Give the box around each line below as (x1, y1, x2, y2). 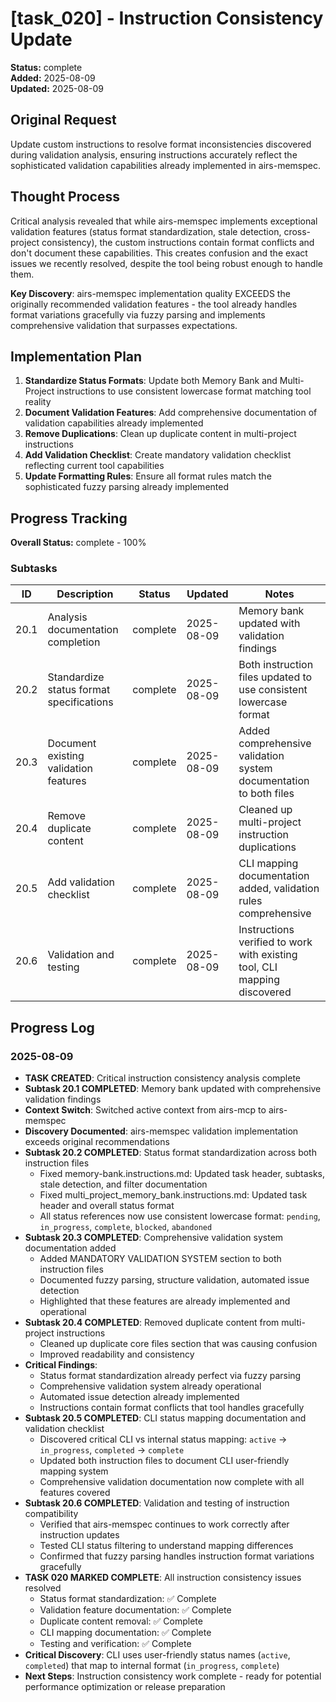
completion (47, 635, 101, 649)
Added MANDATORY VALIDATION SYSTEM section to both (39, 1253, 282, 1265)
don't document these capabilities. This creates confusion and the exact (10, 247, 308, 259)
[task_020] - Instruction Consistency (10, 7, 324, 30)
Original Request (10, 112, 117, 129)
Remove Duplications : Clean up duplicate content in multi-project (24, 428, 297, 440)
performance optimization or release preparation (24, 1681, 226, 1693)
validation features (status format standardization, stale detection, (10, 225, 282, 237)
